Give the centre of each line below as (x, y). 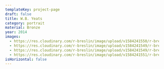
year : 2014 (16, 32)
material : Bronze (23, 28)
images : (13, 37)
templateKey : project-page (32, 9)
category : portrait (25, 23)
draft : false (18, 14)
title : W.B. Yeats (24, 18)
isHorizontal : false (26, 59)
